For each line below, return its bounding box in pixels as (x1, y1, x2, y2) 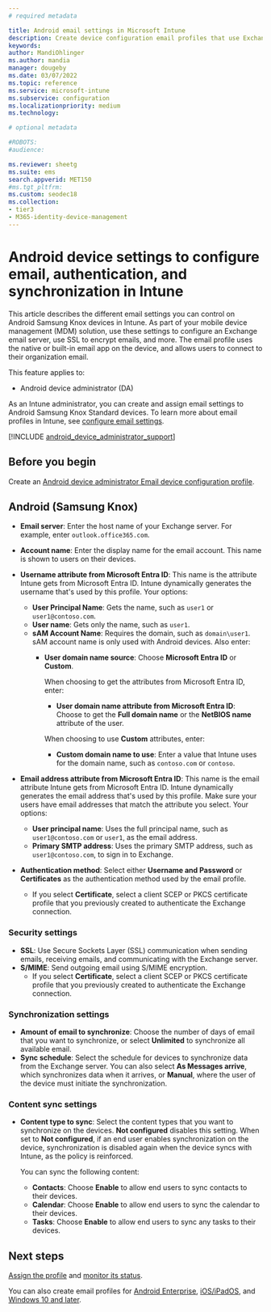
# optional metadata (8, 124, 78, 132)
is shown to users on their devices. (19, 555, 136, 564)
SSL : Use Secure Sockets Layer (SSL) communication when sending (19, 945, 248, 955)
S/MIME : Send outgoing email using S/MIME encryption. (19, 963, 208, 972)
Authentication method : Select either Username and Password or (19, 866, 243, 875)
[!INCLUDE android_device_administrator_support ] (8, 432, 176, 441)
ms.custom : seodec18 (8, 191, 78, 199)
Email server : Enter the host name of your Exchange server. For (19, 521, 232, 531)
